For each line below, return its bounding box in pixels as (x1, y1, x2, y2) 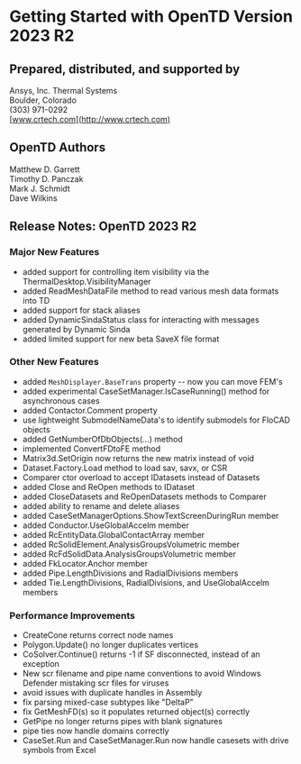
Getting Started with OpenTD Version (9, 6, 293, 27)
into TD (22, 295, 50, 305)
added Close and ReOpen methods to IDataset (22, 481, 196, 492)
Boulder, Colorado (9, 95, 77, 105)
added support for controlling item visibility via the (22, 266, 210, 277)
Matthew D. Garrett (9, 164, 80, 175)
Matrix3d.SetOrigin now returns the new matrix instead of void (22, 452, 255, 463)
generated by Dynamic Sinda (22, 323, 131, 334)
